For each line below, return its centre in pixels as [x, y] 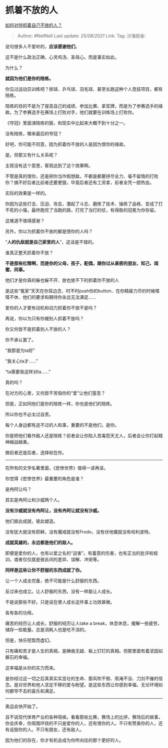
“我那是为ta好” [20, 350]
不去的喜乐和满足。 [38, 691]
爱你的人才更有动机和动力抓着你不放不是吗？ [51, 308]
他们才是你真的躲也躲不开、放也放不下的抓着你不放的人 [62, 280]
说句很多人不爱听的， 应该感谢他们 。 [42, 46]
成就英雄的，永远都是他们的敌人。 [40, 542]
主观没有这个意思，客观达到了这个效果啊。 [49, 165]
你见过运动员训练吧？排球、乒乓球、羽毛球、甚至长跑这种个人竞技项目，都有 [84, 89]
